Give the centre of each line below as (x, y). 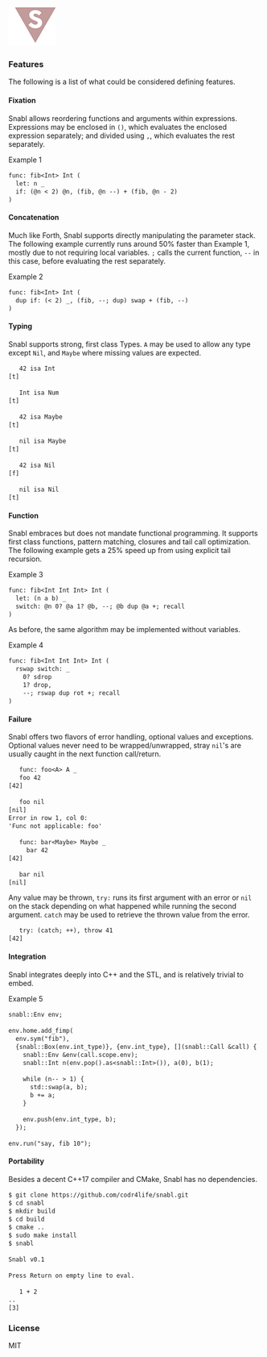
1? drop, (37, 685)
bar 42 (37, 851)
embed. (21, 983)
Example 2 (26, 277)
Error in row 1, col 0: (48, 818)
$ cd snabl (27, 1203)
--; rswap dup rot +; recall (72, 693)
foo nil (32, 802)
